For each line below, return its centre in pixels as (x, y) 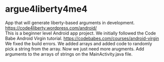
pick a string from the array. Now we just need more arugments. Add (75, 49)
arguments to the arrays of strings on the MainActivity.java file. (69, 54)
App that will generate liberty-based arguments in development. (70, 23)
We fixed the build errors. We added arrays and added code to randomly (79, 43)
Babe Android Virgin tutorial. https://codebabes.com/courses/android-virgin (82, 38)
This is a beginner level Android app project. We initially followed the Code (81, 33)
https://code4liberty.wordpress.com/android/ (51, 28)
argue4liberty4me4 (46, 9)
